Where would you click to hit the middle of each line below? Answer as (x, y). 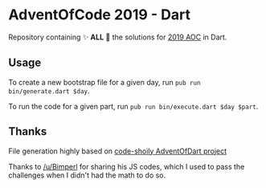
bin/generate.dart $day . (49, 91)
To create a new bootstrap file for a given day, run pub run (104, 82)
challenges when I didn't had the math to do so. (87, 175)
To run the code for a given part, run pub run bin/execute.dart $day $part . (133, 106)
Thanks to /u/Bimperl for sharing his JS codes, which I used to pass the (127, 166)
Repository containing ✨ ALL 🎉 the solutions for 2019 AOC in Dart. (118, 37)
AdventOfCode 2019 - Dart (100, 15)
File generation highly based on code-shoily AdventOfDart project (118, 151)
